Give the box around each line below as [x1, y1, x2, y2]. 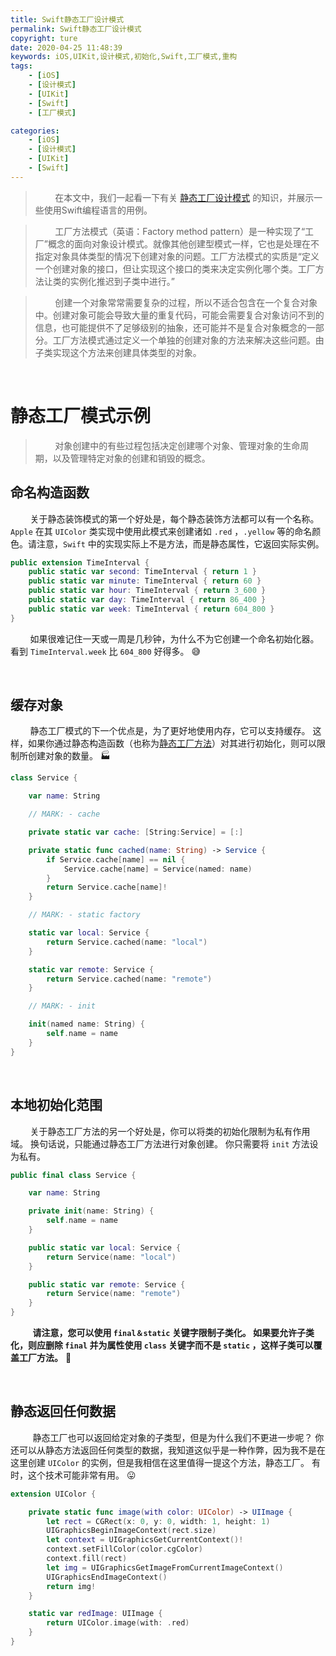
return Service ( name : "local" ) [46, 1252, 177, 1262]
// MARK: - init [28, 1001, 97, 1011]
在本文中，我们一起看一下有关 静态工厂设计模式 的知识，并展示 [54, 191, 315, 203]
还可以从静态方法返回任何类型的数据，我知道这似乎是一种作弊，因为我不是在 [10, 1444, 326, 1456]
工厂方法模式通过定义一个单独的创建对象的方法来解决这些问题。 [52, 334, 316, 346]
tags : [10, 61, 33, 71]
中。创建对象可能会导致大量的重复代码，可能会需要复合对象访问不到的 [34, 309, 325, 321]
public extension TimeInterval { [10, 557, 150, 568]
